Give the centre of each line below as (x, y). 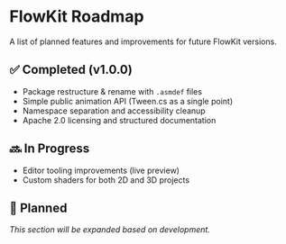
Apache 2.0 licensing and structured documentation (119, 120)
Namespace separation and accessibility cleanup (114, 111)
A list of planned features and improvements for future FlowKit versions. (143, 41)
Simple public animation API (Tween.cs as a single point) (128, 101)
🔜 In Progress (50, 149)
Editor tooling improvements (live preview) (101, 170)
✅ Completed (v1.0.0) (71, 70)
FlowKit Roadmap (77, 17)
